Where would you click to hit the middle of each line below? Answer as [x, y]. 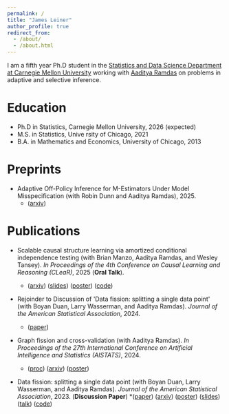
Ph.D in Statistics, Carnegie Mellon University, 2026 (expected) [107, 127]
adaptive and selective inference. [54, 80]
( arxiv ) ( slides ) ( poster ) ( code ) [70, 285]
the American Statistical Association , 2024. [79, 313]
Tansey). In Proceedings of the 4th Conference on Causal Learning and [119, 265]
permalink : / [26, 13]
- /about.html [33, 46]
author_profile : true [38, 26]
